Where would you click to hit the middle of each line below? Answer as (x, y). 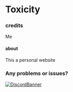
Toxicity (23, 10)
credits (14, 26)
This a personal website (30, 60)
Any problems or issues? (37, 73)
